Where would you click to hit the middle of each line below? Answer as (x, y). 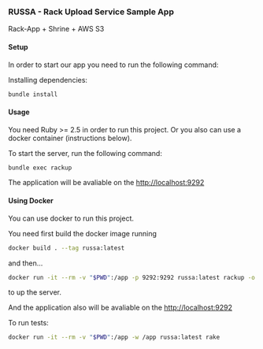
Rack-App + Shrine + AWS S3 (56, 29)
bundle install (33, 94)
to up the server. (35, 292)
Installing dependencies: (48, 80)
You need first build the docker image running (83, 233)
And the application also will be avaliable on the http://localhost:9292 (120, 308)
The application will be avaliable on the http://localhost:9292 (106, 183)
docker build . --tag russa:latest (67, 248)
